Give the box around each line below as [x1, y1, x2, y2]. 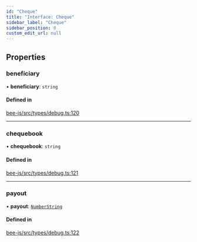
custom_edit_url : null [6, 30, 62, 36]
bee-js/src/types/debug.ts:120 [6, 110, 80, 117]
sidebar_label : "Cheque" [6, 19, 67, 25]
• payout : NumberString [6, 203, 63, 210]
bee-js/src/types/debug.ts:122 [6, 229, 80, 236]
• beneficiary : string [6, 83, 58, 90]
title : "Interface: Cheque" [6, 14, 75, 20]
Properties [6, 52, 46, 62]
